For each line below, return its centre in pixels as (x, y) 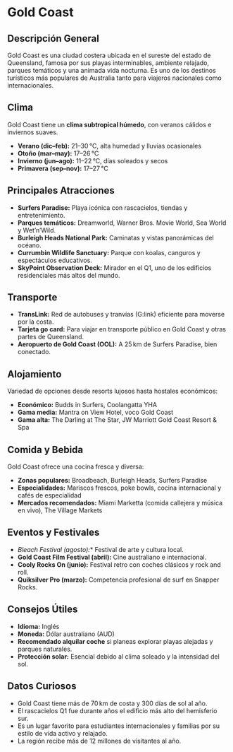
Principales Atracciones (61, 190)
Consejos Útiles (43, 610)
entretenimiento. (41, 215)
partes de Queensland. (51, 337)
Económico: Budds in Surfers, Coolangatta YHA (87, 405)
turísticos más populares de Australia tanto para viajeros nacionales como (114, 78)
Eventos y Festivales (53, 533)
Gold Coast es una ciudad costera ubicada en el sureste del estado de (109, 55)
